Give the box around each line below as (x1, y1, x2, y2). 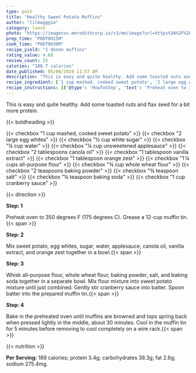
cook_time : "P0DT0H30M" (6, 42, 64, 47)
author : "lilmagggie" (6, 19, 59, 25)
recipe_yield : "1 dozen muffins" (6, 47, 87, 53)
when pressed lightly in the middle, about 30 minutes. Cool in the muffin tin (6, 319, 187, 326)
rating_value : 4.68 (6, 52, 54, 58)
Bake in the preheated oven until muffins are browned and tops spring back (6, 313, 187, 320)
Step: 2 (6, 231, 24, 238)
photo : (6, 30, 22, 36)
